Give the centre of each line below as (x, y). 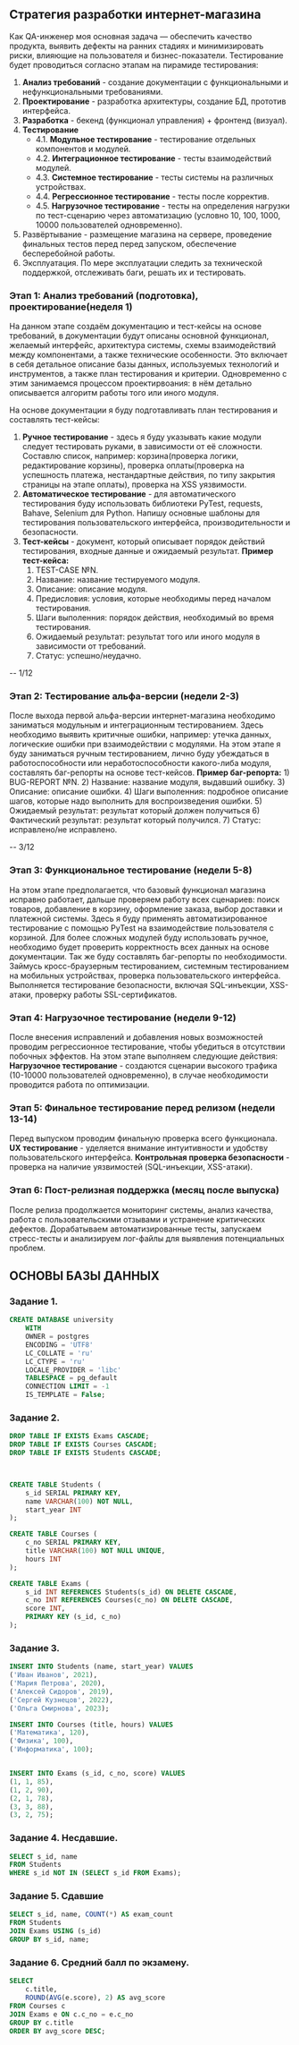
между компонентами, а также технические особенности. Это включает (149, 355)
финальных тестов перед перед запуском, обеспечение (129, 243)
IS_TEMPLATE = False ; (65, 1395)
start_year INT (54, 1510)
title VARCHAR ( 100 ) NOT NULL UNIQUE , (96, 1551)
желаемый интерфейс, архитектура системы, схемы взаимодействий (143, 345)
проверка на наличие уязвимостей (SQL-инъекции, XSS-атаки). (131, 1167)
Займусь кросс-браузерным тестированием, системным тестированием (149, 966)
